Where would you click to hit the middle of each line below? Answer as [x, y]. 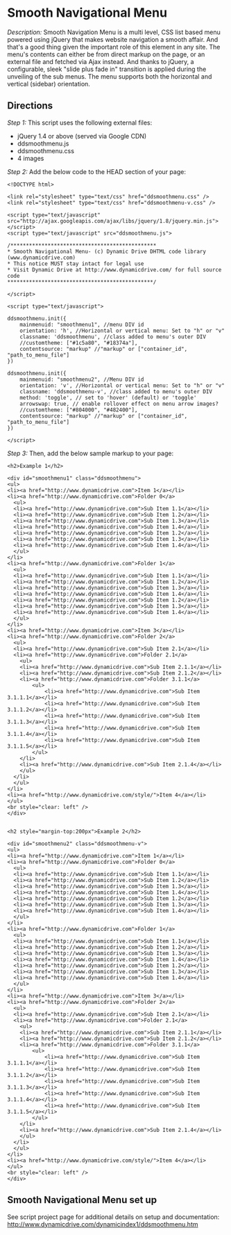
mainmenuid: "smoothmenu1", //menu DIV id [82, 324]
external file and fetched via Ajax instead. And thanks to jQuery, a [101, 61]
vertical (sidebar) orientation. [49, 84]
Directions [30, 106]
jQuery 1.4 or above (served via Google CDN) [82, 136]
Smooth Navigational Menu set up [82, 1200]
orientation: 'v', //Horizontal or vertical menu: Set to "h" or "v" [122, 385]
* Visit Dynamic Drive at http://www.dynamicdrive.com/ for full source [114, 269]
